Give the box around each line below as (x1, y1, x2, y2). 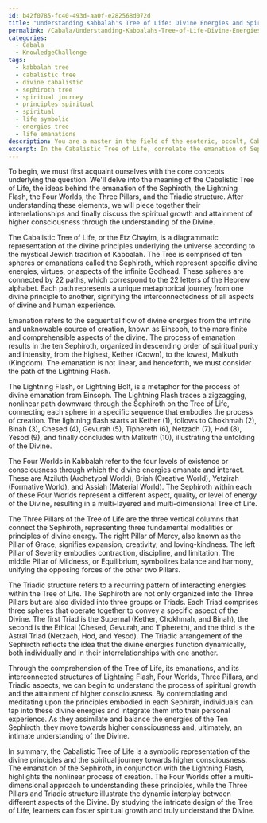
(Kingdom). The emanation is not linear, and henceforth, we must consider (8, 358, 252, 368)
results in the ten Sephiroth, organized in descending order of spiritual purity (8, 341, 259, 351)
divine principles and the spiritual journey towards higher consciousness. (8, 755, 248, 765)
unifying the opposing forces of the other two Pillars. (8, 565, 181, 575)
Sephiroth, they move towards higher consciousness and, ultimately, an (8, 723, 242, 732)
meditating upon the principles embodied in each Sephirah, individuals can (8, 697, 253, 707)
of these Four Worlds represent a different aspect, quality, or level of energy (8, 490, 257, 500)
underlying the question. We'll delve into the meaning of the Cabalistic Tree (8, 175, 255, 185)
